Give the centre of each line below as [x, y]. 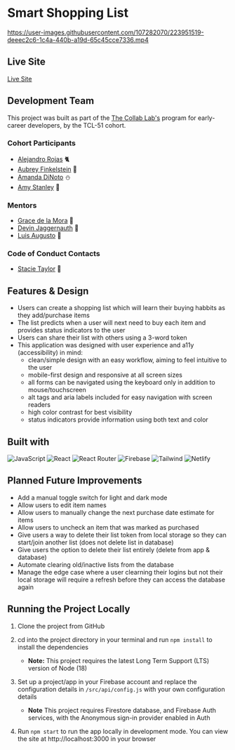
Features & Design [48, 291]
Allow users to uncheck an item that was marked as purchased [108, 527]
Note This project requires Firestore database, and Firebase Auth [122, 710]
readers [39, 405]
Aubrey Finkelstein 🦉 [47, 169]
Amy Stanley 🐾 [39, 187]
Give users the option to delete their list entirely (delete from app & [114, 549]
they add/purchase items [53, 315]
